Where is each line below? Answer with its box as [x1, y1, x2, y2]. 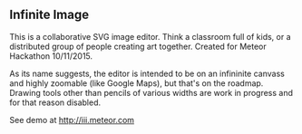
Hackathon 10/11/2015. [9, 50, 93, 62]
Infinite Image [9, 7, 89, 23]
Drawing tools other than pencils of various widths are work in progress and [9, 87, 293, 98]
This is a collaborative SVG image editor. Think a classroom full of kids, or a [9, 31, 292, 42]
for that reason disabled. [9, 97, 102, 108]
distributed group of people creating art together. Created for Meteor [9, 41, 268, 52]
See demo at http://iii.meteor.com [9, 114, 134, 125]
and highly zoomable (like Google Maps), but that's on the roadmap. [9, 77, 264, 89]
